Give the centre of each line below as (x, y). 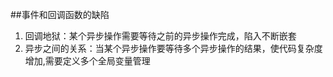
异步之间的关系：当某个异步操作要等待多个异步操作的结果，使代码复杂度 (173, 48)
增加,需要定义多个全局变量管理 (87, 61)
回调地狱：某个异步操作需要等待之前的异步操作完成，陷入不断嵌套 (160, 36)
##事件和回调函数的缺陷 (60, 14)
